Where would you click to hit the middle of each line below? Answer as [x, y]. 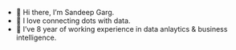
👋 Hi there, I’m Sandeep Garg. [65, 12]
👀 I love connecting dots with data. [73, 21]
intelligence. [36, 37]
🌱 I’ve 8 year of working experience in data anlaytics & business [122, 29]
